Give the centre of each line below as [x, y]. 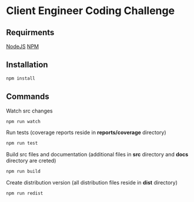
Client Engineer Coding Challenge [91, 11]
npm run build [24, 172]
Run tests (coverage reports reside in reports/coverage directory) [86, 132]
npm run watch [24, 121]
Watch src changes [29, 111]
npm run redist [25, 194]
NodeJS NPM [23, 46]
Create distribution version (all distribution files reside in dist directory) [92, 183]
